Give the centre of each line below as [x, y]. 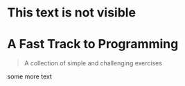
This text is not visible [72, 13]
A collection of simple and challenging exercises [93, 63]
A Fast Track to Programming [93, 44]
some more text [29, 76]
